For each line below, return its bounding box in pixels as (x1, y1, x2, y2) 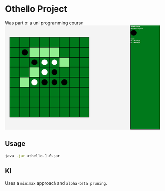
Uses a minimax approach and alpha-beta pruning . (5, 180, 107, 186)
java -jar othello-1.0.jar (5, 153, 60, 158)
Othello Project (5, 3, 68, 15)
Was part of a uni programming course (5, 20, 83, 26)
